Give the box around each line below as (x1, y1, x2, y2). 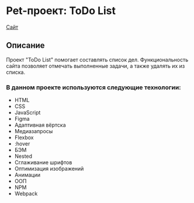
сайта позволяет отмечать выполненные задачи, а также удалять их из (6, 62, 185, 69)
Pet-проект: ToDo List (6, 4, 116, 18)
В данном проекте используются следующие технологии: (6, 83, 181, 92)
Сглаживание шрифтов (14, 159, 72, 166)
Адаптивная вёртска (14, 121, 66, 128)
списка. (6, 69, 25, 76)
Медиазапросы (14, 128, 53, 135)
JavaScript (14, 109, 41, 116)
